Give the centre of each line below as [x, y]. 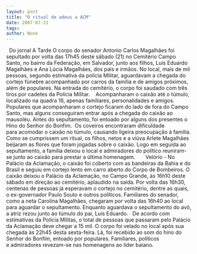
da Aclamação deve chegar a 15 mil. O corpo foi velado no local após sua [95, 226]
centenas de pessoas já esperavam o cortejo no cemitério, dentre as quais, [97, 188]
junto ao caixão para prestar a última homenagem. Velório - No [94, 157]
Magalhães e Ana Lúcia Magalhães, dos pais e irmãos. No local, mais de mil [98, 69]
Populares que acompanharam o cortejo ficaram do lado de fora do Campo [97, 107]
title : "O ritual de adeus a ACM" [49, 17]
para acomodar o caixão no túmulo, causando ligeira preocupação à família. [98, 132]
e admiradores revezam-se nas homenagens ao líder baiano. [80, 245]
